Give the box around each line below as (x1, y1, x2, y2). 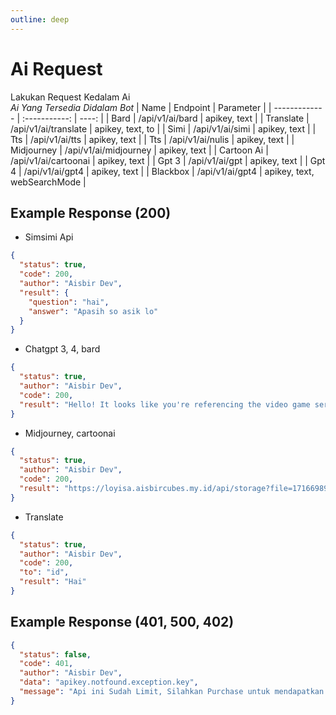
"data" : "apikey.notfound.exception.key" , (19, 677, 199, 688)
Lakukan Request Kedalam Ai (10, 91, 131, 103)
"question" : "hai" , (28, 297, 110, 307)
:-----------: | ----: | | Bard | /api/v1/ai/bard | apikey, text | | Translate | (21, 112, 310, 124)
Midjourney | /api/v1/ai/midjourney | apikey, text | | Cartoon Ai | (10, 144, 269, 156)
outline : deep (10, 14, 70, 25)
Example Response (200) (10, 204, 172, 221)
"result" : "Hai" (19, 577, 87, 587)
